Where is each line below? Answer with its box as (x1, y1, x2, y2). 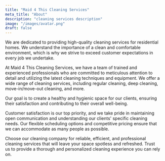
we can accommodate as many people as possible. (5, 126, 110, 132)
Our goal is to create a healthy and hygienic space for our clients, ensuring (5, 95, 157, 102)
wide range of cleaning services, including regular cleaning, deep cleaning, (5, 80, 159, 87)
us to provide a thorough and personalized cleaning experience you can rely (5, 146, 161, 152)
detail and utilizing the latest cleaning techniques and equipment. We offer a (5, 75, 160, 81)
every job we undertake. (5, 55, 55, 61)
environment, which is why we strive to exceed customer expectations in (5, 50, 153, 56)
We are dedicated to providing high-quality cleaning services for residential (5, 39, 159, 45)
